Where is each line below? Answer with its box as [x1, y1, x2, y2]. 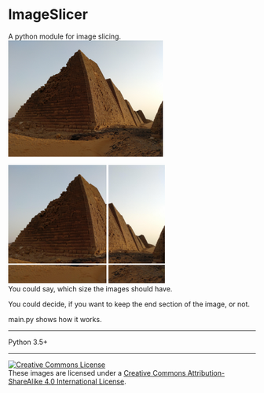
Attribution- [187, 369, 225, 378]
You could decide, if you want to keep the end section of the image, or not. [8, 299, 250, 309]
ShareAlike [8, 376, 43, 387]
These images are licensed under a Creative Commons [8, 369, 186, 378]
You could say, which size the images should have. [8, 284, 173, 294]
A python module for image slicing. [8, 32, 122, 41]
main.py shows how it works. [8, 315, 102, 324]
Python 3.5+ [8, 337, 49, 347]
